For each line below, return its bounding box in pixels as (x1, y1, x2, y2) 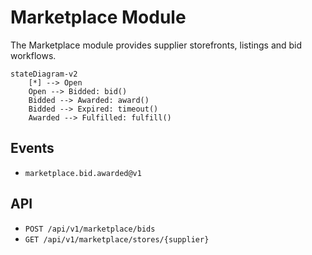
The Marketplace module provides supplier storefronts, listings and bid (10, 39, 303, 51)
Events (10, 140, 55, 157)
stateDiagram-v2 (10, 69, 78, 79)
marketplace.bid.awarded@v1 (24, 168, 142, 178)
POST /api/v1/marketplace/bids (24, 224, 156, 234)
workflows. (10, 49, 57, 61)
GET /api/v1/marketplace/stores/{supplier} (24, 234, 210, 245)
